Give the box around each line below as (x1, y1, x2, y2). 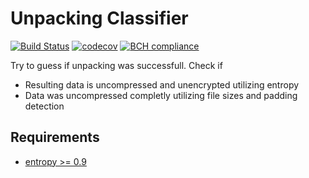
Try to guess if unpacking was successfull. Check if (10, 59, 223, 71)
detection (24, 100, 65, 112)
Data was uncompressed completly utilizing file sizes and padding (24, 89, 298, 101)
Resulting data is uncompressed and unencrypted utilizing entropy (24, 78, 300, 91)
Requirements (10, 129, 100, 146)
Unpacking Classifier (10, 7, 189, 30)
